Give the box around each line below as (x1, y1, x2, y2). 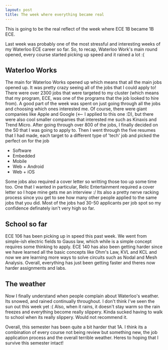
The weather (5, 279, 46, 288)
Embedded (12, 153, 36, 159)
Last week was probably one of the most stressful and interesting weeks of (5, 41, 160, 47)
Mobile (12, 158, 27, 164)
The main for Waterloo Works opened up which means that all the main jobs (5, 79, 162, 85)
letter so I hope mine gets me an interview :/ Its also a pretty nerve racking (5, 189, 159, 196)
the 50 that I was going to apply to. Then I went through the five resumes (5, 127, 156, 133)
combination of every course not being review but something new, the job (5, 329, 158, 335)
